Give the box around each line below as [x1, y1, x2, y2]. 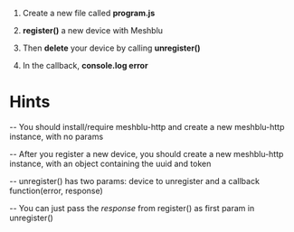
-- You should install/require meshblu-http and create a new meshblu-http [9, 121, 285, 132]
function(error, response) [9, 185, 104, 196]
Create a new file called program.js [22, 8, 156, 18]
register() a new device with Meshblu [22, 25, 164, 35]
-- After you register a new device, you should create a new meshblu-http [9, 148, 284, 159]
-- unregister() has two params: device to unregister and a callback [9, 175, 261, 186]
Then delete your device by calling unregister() [22, 42, 201, 53]
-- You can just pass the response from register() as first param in [9, 202, 255, 213]
